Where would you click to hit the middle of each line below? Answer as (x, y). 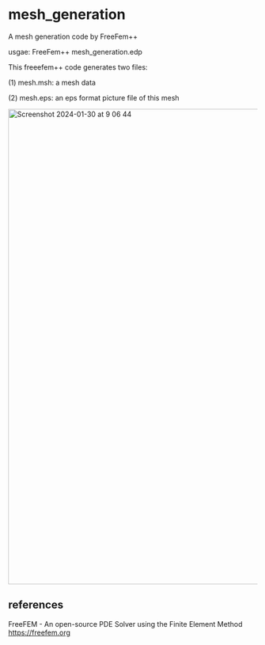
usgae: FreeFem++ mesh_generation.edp (75, 51)
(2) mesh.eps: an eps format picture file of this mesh (94, 97)
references (36, 605)
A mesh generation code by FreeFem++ (73, 36)
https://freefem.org (40, 632)
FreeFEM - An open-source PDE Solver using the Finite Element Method (125, 624)
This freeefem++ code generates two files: (78, 67)
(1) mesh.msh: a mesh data (52, 82)
